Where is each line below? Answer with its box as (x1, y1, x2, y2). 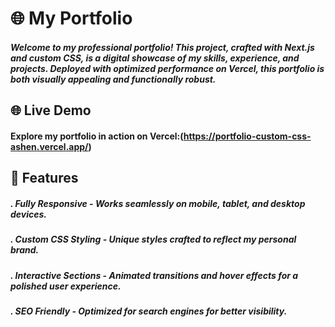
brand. (10, 244, 40, 256)
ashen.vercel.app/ (10, 140, 89, 152)
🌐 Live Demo (10, 102, 92, 119)
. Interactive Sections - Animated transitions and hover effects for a (10, 269, 299, 281)
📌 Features (10, 170, 79, 187)
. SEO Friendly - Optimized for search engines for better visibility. (10, 305, 288, 317)
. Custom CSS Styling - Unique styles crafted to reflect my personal (10, 233, 297, 246)
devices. (10, 208, 48, 220)
